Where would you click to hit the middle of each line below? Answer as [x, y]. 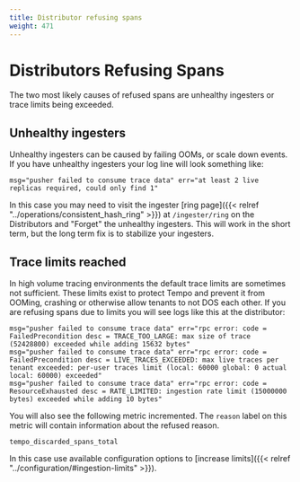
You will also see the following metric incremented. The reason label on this [148, 416]
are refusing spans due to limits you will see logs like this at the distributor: [147, 312]
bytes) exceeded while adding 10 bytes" [86, 399]
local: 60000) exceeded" [56, 376]
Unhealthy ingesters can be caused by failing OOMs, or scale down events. [149, 154]
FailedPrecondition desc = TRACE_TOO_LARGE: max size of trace [130, 337]
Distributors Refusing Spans [117, 70]
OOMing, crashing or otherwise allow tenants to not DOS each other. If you [147, 302]
